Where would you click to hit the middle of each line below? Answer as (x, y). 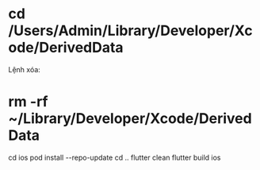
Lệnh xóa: (25, 69)
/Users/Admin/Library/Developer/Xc (130, 31)
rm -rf (28, 102)
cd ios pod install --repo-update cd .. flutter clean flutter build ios (115, 157)
